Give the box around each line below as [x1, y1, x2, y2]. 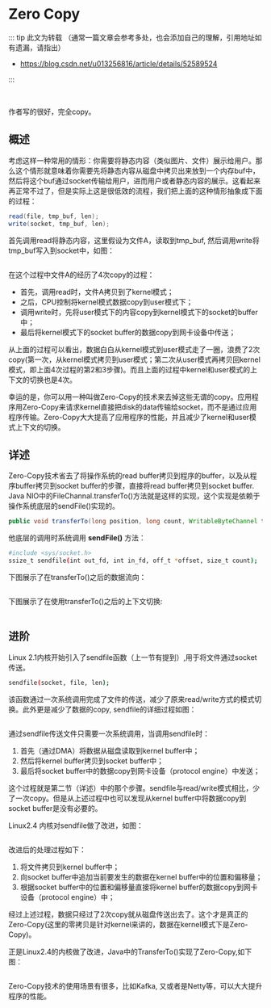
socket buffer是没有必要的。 [8, 803, 102, 813]
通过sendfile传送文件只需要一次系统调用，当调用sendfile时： [8, 729, 211, 738]
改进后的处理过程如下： [8, 845, 86, 855]
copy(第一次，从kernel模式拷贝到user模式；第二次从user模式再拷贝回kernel [8, 355, 261, 364]
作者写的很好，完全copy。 [8, 107, 96, 116]
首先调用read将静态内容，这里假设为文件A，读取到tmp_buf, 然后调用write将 [8, 235, 260, 245]
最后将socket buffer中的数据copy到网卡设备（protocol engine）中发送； [19, 766, 261, 775]
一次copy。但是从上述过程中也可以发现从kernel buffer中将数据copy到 [15, 793, 247, 803]
